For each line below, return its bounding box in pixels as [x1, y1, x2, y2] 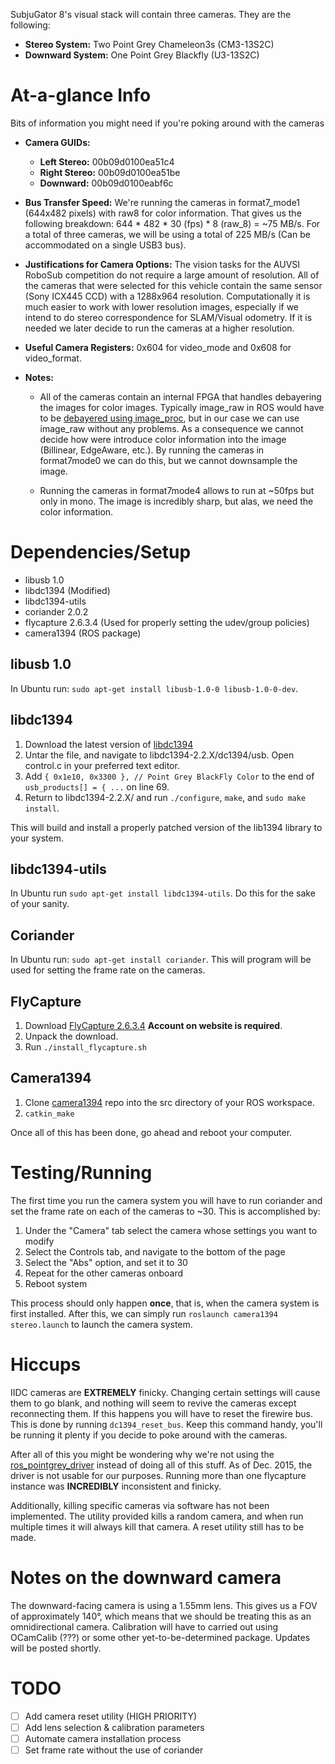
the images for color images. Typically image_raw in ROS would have [39, 401, 325, 413]
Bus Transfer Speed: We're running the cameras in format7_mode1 [24, 196, 301, 208]
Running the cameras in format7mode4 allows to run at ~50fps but [39, 484, 315, 496]
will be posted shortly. [10, 1642, 102, 1654]
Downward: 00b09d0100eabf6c [39, 177, 174, 189]
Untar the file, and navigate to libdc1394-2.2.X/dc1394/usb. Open [24, 749, 295, 761]
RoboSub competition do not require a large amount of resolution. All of [24, 269, 320, 281]
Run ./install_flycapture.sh [24, 1040, 147, 1053]
